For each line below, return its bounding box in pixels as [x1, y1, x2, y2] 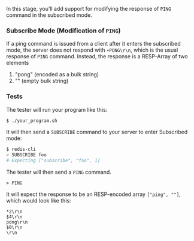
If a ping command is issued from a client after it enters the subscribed [6, 40, 181, 47]
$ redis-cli [6, 147, 36, 153]
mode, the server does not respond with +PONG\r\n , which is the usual [6, 46, 178, 53]
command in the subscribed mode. [6, 11, 93, 19]
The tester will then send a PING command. [6, 168, 112, 176]
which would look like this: [6, 197, 71, 204]
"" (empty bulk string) [14, 78, 69, 85]
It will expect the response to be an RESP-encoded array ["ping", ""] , [6, 191, 181, 198]
